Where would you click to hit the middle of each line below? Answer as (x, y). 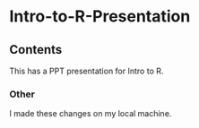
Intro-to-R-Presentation (100, 17)
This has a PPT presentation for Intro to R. (87, 71)
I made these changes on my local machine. (91, 114)
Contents (36, 50)
